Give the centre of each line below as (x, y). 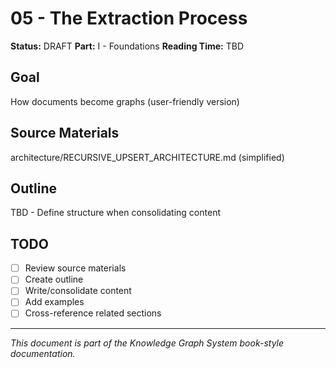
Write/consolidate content (78, 291)
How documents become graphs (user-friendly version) (125, 101)
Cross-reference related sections (93, 313)
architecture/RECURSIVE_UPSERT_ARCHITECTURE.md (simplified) (147, 157)
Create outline (54, 279)
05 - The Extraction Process (129, 18)
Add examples (54, 302)
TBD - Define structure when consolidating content (115, 213)
